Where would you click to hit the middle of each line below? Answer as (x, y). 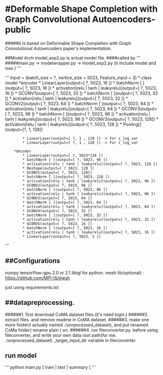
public (18, 30)
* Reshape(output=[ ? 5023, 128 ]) (59, 168)
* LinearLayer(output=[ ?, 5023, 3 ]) (62, 237)
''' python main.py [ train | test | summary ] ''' (50, 367)
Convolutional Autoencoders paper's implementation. (58, 48)
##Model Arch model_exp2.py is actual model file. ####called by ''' (73, 58)
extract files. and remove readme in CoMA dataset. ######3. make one (77, 319)
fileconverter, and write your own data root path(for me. (61, 335)
